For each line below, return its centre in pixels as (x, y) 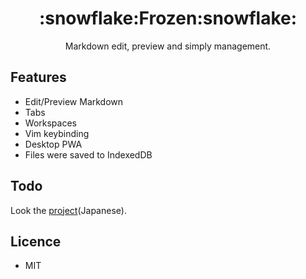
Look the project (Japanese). (68, 210)
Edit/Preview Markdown (74, 101)
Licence (36, 241)
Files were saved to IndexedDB (88, 154)
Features (38, 77)
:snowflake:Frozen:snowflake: (168, 18)
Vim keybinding (57, 133)
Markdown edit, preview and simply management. (168, 46)
